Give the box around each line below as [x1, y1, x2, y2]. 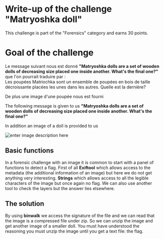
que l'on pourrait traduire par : [5, 73, 66, 79]
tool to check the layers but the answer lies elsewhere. [5, 185, 115, 191]
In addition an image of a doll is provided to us [5, 123, 98, 129]
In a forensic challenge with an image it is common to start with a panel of [5, 159, 154, 165]
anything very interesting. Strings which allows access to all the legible [5, 175, 149, 181]
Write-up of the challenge [5, 3, 112, 15]
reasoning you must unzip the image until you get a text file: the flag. [5, 228, 143, 234]
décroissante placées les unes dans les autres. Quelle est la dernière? [5, 84, 146, 90]
